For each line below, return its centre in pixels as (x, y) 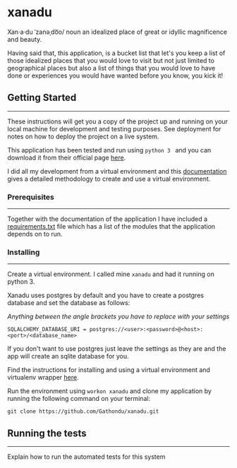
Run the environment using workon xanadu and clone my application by (109, 391)
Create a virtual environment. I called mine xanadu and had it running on (111, 274)
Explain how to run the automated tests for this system (86, 457)
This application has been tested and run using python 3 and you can (109, 150)
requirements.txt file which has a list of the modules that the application (111, 227)
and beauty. (25, 39)
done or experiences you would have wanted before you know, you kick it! (115, 76)
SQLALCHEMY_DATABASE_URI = (47, 330)
